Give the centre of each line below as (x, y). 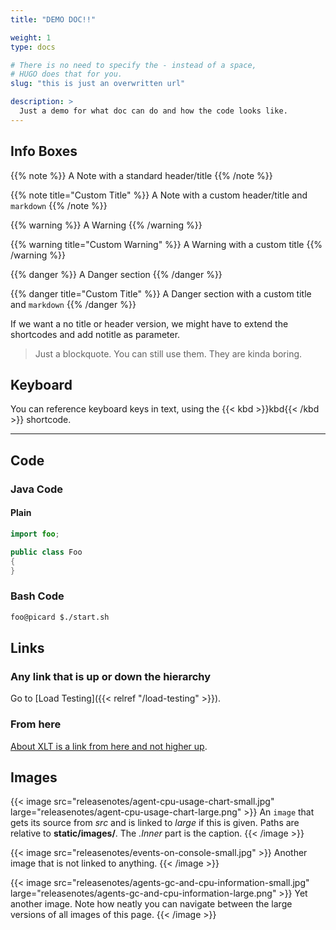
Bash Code (37, 596)
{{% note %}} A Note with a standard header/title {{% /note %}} (141, 175)
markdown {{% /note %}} (59, 205)
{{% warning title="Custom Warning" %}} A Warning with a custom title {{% (166, 244)
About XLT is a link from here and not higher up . (109, 746)
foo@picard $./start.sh (60, 617)
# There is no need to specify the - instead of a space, (133, 65)
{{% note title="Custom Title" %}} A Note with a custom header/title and (159, 195)
